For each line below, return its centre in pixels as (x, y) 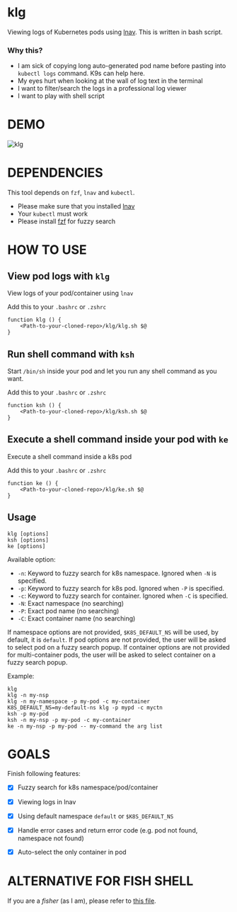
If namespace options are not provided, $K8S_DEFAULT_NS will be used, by (113, 632)
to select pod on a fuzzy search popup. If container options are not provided (118, 647)
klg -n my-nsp (28, 695)
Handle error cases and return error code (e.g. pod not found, (108, 830)
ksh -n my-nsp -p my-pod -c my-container (69, 720)
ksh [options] (28, 540)
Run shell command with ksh (71, 354)
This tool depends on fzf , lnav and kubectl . (71, 193)
